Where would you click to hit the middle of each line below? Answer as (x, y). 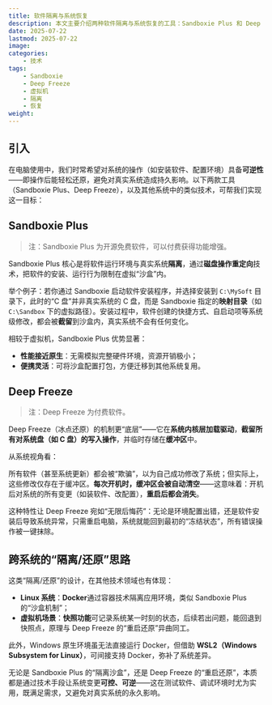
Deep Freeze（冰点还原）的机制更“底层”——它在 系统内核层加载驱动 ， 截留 (132, 429)
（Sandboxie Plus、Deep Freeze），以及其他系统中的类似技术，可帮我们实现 (135, 189)
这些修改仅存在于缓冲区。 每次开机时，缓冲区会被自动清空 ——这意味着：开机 (136, 484)
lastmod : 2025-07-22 (43, 38)
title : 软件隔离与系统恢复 (49, 16)
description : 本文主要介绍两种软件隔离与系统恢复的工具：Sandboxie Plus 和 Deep (134, 23)
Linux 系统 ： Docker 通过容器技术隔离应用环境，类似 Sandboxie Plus (133, 598)
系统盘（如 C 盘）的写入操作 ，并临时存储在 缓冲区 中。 (112, 440)
